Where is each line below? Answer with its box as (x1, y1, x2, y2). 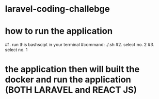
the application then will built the (5, 64, 140, 75)
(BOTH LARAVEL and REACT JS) (5, 84, 137, 96)
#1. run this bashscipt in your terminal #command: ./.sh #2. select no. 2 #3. (5, 42, 155, 48)
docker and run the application (5, 74, 131, 85)
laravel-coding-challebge (5, 3, 110, 15)
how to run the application (5, 26, 113, 37)
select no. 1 (5, 47, 28, 53)
